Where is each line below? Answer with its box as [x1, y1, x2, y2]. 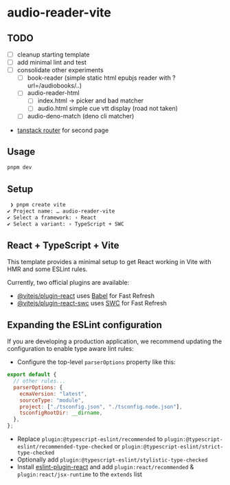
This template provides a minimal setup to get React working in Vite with [7, 258, 211, 266]
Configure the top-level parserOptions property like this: [16, 358, 176, 366]
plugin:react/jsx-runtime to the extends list [16, 470, 143, 478]
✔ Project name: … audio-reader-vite [7, 208, 115, 215]
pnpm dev [7, 164, 32, 171]
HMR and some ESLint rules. [7, 265, 88, 273]
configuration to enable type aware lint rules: [7, 345, 134, 353]
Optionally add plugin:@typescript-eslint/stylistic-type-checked [16, 455, 208, 464]
